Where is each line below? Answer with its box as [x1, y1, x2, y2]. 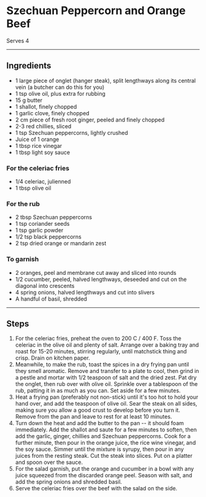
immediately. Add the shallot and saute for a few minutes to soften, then [15, 426, 197, 433]
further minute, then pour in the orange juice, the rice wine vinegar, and [15, 439, 196, 447]
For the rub [6, 199, 40, 208]
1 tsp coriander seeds [15, 220, 70, 228]
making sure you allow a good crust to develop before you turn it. [15, 406, 181, 414]
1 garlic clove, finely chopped [15, 109, 90, 117]
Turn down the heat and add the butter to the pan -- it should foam [15, 420, 184, 427]
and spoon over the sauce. [15, 458, 83, 466]
